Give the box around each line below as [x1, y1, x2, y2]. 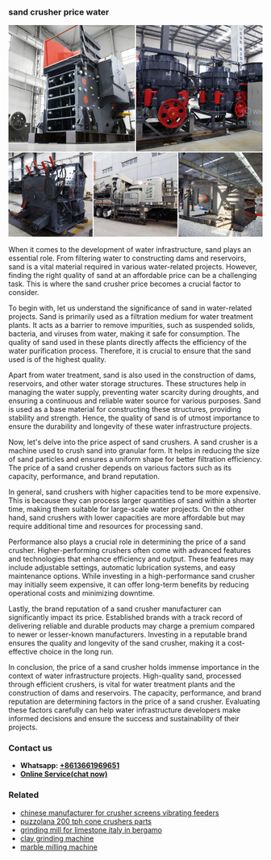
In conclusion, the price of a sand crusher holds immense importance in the [8, 662, 260, 671]
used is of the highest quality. [8, 354, 106, 364]
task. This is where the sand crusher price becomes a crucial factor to [8, 279, 241, 289]
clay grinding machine [19, 833, 94, 843]
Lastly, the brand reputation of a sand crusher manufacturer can [8, 604, 222, 613]
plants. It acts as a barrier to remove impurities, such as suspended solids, [8, 320, 256, 330]
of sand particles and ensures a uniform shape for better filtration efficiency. [8, 454, 262, 463]
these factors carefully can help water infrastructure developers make [8, 704, 241, 715]
